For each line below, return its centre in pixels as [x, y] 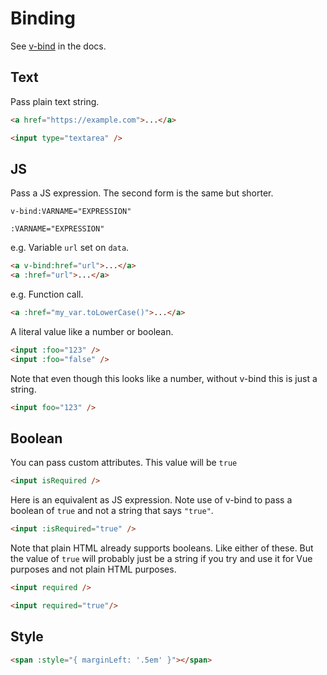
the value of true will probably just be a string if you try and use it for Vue [161, 559]
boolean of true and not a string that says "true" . [112, 511]
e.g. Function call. [47, 294]
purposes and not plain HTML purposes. [93, 569]
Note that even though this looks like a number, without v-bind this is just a [164, 378]
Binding [43, 18]
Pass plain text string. [55, 101]
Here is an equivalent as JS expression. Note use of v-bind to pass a [151, 500]
